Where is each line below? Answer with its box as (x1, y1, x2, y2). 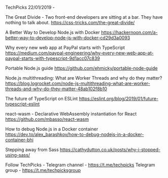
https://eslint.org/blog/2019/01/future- (79, 96, 159, 101)
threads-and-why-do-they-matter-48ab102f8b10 (5, 86, 108, 92)
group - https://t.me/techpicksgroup (5, 167, 81, 173)
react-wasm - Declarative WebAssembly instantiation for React (5, 111, 137, 117)
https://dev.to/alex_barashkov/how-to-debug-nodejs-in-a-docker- (5, 131, 144, 137)
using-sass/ (5, 152, 30, 158)
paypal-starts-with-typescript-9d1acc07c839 (5, 55, 100, 61)
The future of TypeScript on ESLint (5, 96, 78, 101)
